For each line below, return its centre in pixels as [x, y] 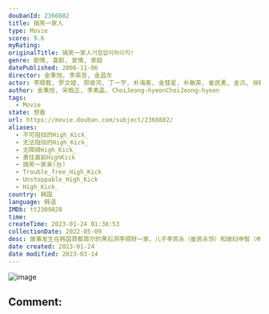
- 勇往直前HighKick [46, 157]
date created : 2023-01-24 [51, 247]
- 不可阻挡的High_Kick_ [52, 135]
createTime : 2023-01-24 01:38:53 [64, 224]
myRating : [25, 46]
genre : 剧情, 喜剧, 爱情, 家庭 [56, 61]
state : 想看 [27, 113]
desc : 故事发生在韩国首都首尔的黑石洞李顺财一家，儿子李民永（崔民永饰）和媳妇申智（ [132, 240]
